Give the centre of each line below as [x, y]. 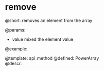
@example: [16, 49]
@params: [15, 30]
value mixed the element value [43, 39]
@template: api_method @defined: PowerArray [52, 58]
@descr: [13, 63]
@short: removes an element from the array [49, 20]
